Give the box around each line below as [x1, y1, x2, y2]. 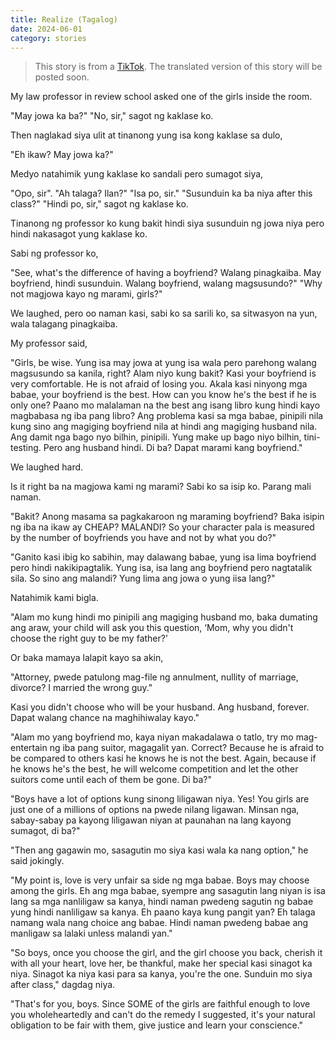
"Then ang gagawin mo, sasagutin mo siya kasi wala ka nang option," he [10, 844, 309, 856]
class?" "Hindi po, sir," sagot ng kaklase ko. [10, 198, 189, 210]
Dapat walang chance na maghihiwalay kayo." [10, 712, 200, 724]
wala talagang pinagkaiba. [10, 318, 118, 330]
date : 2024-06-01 [10, 24, 83, 34]
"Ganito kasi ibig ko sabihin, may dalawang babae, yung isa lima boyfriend [10, 551, 317, 563]
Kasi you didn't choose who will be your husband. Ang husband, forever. [10, 701, 310, 713]
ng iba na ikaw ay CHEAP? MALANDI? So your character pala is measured [10, 521, 315, 533]
